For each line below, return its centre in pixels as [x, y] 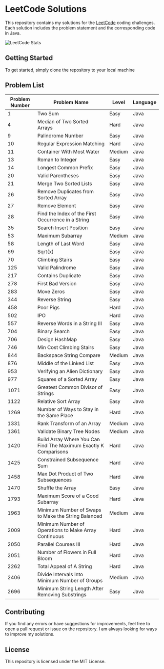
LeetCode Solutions [46, 9]
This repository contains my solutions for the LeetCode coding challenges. [80, 23]
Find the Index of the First [67, 214]
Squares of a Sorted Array [67, 379]
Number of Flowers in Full [67, 552]
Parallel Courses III [59, 544]
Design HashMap [57, 339]
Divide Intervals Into [60, 574]
